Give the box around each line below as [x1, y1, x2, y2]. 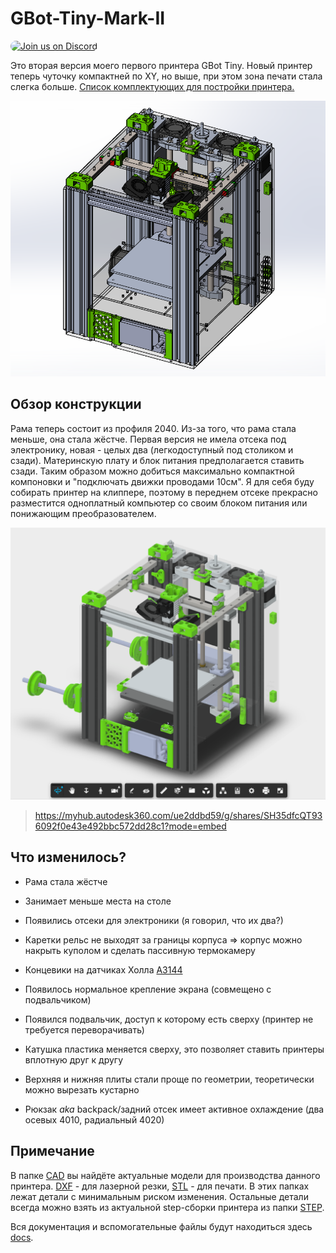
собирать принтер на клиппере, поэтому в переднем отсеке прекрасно [10, 486, 318, 498]
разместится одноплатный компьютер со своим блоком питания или [10, 497, 308, 509]
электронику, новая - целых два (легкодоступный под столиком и [10, 443, 294, 456]
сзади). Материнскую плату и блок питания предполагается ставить [10, 454, 305, 466]
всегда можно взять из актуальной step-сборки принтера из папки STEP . [10, 1201, 325, 1213]
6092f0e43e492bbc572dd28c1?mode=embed [34, 820, 227, 832]
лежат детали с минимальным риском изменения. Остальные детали [10, 1190, 309, 1202]
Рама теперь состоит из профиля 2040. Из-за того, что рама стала [10, 422, 297, 434]
